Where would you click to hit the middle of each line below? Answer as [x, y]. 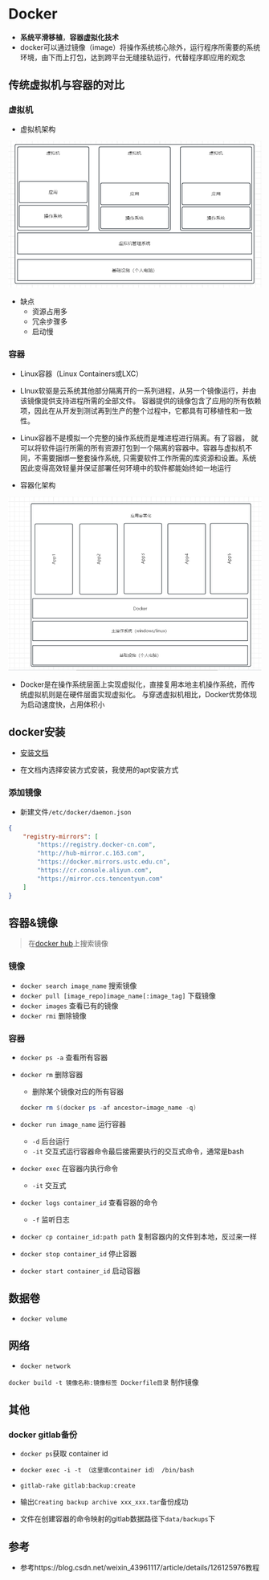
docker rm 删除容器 [51, 1074]
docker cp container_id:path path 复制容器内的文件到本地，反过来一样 [138, 1236]
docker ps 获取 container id [64, 1454]
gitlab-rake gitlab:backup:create [77, 1486]
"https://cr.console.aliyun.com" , [95, 871]
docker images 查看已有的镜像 [69, 1006]
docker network [45, 1366]
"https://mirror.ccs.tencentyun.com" [100, 879]
